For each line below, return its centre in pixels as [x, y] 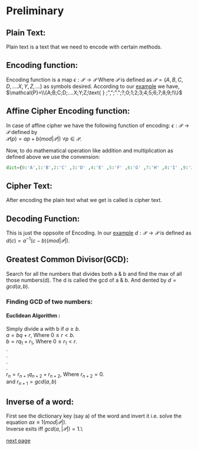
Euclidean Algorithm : [33, 316]
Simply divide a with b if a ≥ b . [43, 328]
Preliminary [35, 11]
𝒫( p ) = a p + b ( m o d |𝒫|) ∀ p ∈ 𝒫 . [44, 138]
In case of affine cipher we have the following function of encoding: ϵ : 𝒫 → [98, 125]
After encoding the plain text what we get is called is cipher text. [84, 200]
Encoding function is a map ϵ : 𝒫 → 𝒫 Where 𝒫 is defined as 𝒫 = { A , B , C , [95, 79]
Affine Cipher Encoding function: [68, 111]
